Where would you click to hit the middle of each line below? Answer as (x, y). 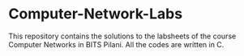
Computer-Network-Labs (96, 14)
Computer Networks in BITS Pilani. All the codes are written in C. (116, 44)
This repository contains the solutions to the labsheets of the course (122, 36)
